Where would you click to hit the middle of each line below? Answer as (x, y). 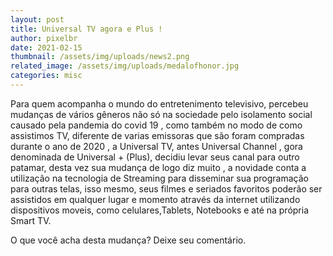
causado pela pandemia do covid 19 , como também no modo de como (156, 125)
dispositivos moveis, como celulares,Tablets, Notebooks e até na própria (160, 210)
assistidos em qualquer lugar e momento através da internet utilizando (155, 199)
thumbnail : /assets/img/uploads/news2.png (100, 57)
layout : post (37, 19)
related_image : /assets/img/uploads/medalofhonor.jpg (125, 66)
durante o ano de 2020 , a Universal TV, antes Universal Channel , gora (156, 146)
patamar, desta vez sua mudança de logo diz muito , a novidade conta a (158, 167)
